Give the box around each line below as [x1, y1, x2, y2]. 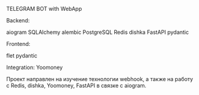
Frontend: [6, 41, 31, 47]
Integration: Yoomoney [6, 64, 63, 71]
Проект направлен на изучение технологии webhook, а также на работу [6, 76, 194, 82]
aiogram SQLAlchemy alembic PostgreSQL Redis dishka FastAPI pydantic [6, 28, 189, 36]
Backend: [6, 17, 30, 24]
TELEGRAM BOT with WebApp [6, 5, 82, 12]
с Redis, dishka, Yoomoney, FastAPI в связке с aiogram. [6, 82, 147, 89]
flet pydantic [6, 52, 38, 59]
